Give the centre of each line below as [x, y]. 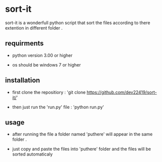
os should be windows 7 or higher [46, 65]
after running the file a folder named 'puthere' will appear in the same [82, 134]
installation [23, 81]
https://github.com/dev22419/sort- [122, 92]
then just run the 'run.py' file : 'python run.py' [58, 107]
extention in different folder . [34, 28]
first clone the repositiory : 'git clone [49, 92]
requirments [25, 44]
